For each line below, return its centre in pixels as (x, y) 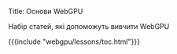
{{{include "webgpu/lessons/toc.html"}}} (74, 41)
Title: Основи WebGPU (46, 11)
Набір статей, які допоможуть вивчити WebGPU (89, 26)
